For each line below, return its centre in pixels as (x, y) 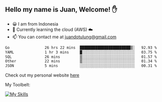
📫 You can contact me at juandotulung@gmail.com (64, 37)
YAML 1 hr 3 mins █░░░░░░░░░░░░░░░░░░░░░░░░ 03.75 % (81, 52)
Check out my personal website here (42, 75)
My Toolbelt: (18, 85)
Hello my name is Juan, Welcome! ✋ (61, 10)
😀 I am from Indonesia (35, 24)
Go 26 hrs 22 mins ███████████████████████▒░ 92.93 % (81, 48)
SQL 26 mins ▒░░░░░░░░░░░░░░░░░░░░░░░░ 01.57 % (81, 57)
